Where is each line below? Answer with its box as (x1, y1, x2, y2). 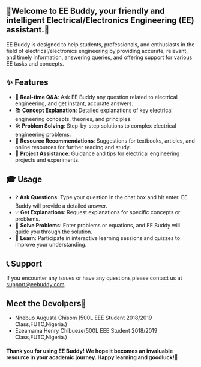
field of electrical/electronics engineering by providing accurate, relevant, (6, 47, 188, 54)
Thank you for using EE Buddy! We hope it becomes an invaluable (6, 347, 173, 354)
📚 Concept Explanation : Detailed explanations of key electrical (14, 106, 173, 114)
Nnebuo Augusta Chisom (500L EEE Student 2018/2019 (14, 314, 152, 322)
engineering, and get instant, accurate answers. (14, 100, 134, 107)
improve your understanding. (14, 241, 87, 248)
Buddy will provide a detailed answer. (14, 202, 108, 209)
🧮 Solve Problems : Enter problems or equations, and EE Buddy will (14, 222, 181, 229)
